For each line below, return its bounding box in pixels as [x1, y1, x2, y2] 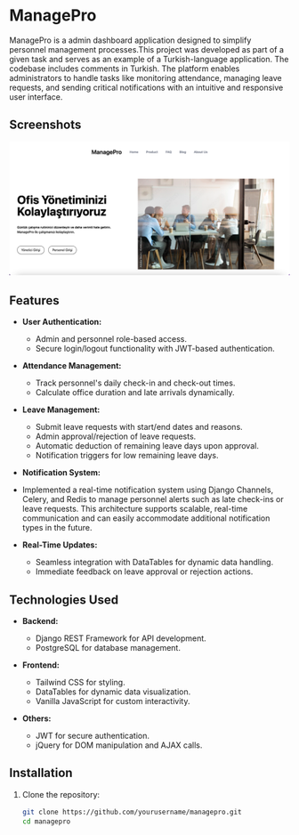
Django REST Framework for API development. [35, 633, 206, 644]
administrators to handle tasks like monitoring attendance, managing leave [9, 72, 282, 83]
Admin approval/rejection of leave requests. [35, 431, 197, 442]
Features [9, 293, 60, 308]
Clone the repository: [21, 789, 101, 799]
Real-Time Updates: [21, 539, 98, 550]
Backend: [21, 616, 59, 627]
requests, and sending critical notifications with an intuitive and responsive [9, 82, 284, 93]
